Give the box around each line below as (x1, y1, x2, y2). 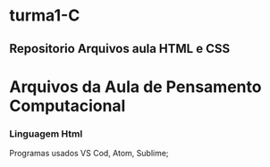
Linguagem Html (9, 127, 83, 139)
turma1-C (9, 5, 80, 26)
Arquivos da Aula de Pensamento (9, 77, 262, 96)
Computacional (9, 96, 126, 116)
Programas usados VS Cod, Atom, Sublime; (9, 148, 169, 159)
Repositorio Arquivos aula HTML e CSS (9, 41, 231, 56)
